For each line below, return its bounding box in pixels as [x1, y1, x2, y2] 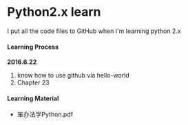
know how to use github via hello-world [17, 71, 129, 80]
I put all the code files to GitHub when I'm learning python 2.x [7, 27, 181, 35]
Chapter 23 [17, 78, 50, 87]
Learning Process [7, 43, 59, 51]
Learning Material [7, 94, 59, 102]
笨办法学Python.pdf [17, 111, 74, 119]
